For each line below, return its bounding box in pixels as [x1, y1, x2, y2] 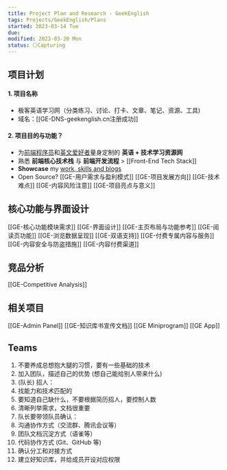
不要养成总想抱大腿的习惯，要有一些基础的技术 [17, 361, 150, 369]
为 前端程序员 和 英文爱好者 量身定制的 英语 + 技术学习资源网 [17, 148, 183, 156]
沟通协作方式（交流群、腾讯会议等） [17, 421, 121, 430]
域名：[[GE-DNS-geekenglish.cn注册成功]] [17, 115, 139, 123]
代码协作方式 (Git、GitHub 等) [17, 438, 101, 447]
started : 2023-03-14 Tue [8, 23, 79, 30]
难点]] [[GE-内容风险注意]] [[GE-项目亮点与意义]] [17, 181, 156, 189]
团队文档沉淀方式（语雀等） [17, 430, 97, 438]
